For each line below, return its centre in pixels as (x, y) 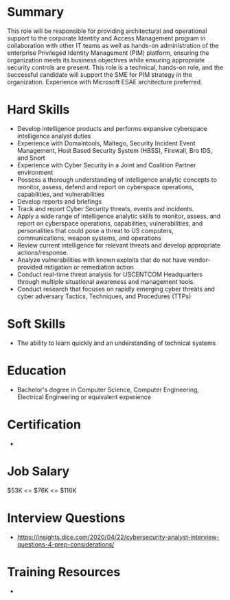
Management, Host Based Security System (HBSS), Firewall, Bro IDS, (115, 150)
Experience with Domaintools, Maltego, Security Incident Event (106, 143)
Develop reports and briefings (59, 201)
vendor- (199, 260)
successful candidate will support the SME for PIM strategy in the (100, 74)
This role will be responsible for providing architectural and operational (107, 31)
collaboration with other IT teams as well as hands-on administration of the (113, 45)
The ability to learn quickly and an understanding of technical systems (116, 343)
